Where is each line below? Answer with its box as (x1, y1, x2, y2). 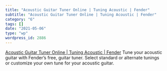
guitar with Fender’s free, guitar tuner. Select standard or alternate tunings (5, 54, 159, 60)
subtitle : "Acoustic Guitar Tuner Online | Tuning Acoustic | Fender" (5, 12, 157, 17)
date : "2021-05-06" (5, 26, 46, 31)
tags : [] (5, 21, 24, 27)
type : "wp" (5, 31, 28, 36)
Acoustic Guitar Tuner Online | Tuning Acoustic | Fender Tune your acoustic (5, 49, 162, 55)
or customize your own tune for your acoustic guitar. (5, 60, 115, 66)
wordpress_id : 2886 (5, 36, 46, 41)
